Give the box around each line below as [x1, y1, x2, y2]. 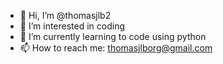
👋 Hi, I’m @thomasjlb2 [19, 10, 112, 21]
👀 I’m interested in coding [19, 20, 126, 32]
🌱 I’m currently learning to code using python [19, 31, 207, 42]
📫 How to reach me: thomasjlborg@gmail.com [19, 42, 213, 54]
